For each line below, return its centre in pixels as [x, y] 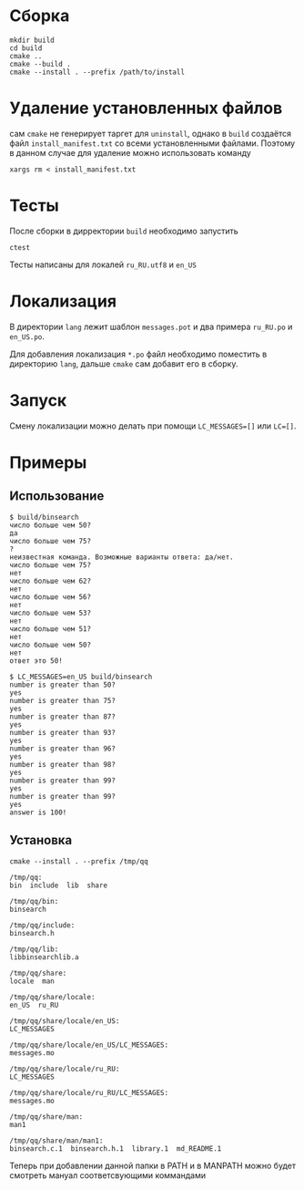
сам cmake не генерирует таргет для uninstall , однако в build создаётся [151, 133]
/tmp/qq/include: [42, 925]
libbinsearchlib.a [44, 957]
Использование [57, 497]
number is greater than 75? [63, 700]
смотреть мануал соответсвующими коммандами [108, 1175]
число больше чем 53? [51, 613]
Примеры [48, 462]
